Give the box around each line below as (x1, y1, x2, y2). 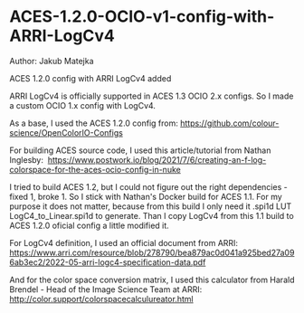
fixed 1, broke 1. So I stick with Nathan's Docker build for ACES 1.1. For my (9, 191, 282, 202)
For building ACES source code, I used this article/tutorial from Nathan (9, 145, 271, 156)
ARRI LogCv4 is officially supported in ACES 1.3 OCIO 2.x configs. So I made (9, 90, 294, 101)
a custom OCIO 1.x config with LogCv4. (9, 100, 157, 110)
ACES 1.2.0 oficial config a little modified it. (9, 220, 169, 231)
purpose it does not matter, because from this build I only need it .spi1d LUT (9, 201, 292, 212)
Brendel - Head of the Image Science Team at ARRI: (9, 283, 203, 295)
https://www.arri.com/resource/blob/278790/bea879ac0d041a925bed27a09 (9, 247, 295, 258)
